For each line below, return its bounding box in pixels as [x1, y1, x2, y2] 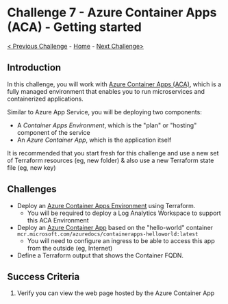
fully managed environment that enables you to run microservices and [7, 87, 205, 95]
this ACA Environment [27, 216, 89, 224]
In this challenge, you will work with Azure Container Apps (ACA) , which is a [7, 80, 222, 88]
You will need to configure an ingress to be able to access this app [27, 236, 216, 244]
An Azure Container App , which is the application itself [16, 136, 172, 144]
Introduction [7, 62, 62, 73]
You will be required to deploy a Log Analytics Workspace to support [27, 209, 221, 217]
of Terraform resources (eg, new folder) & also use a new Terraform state [7, 156, 214, 164]
